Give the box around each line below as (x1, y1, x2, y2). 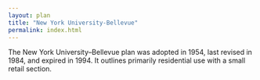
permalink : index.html (8, 26, 82, 34)
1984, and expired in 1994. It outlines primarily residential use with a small (8, 56, 246, 65)
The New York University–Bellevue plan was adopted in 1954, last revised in (8, 48, 253, 57)
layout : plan (8, 11, 51, 20)
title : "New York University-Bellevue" (8, 19, 139, 27)
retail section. (8, 64, 52, 74)
